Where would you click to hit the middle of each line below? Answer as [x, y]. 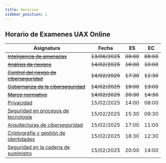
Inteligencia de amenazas [37, 56]
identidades [21, 139]
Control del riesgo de [32, 73]
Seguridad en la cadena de [39, 147]
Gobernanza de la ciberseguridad [46, 87]
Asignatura [47, 48]
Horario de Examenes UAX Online [58, 34]
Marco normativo [27, 95]
